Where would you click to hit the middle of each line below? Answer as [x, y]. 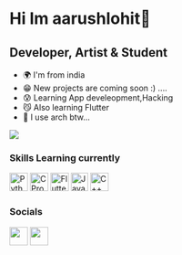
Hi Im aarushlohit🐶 [81, 19]
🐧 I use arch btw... [56, 117]
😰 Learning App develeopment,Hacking [98, 98]
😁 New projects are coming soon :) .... [95, 88]
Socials [26, 212]
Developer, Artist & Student [89, 53]
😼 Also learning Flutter [66, 107]
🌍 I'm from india [54, 75]
